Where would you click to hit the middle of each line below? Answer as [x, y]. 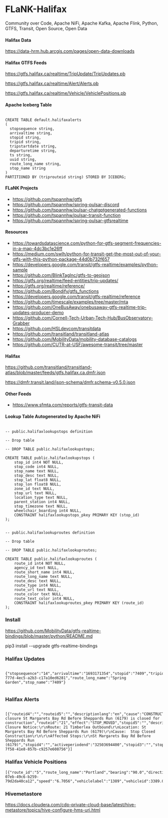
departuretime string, [33, 151]
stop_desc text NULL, [36, 476]
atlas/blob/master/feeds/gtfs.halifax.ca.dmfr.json [55, 373]
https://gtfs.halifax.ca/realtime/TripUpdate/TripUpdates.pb [65, 74]
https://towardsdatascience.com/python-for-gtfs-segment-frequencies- [87, 243]
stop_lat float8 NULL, [38, 480]
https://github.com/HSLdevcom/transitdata [56, 328]
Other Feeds [18, 394]
